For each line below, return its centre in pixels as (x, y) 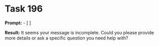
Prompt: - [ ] (18, 23)
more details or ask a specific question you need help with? (66, 38)
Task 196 (24, 9)
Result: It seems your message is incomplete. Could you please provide (79, 32)
